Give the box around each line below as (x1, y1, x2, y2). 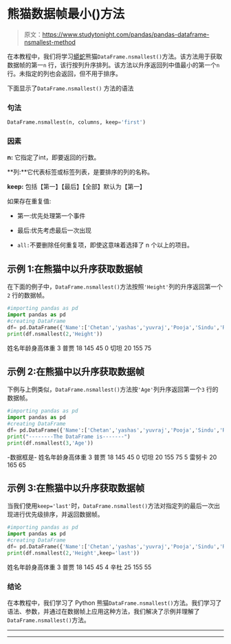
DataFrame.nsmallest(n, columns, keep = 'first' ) (7, 119, 146, 126)
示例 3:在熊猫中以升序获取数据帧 (7, 482, 145, 494)
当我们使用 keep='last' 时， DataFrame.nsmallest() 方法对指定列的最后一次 (7, 502, 214, 510)
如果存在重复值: (7, 197, 52, 206)
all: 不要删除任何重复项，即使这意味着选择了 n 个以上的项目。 (16, 241, 194, 249)
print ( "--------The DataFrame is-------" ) (7, 433, 131, 440)
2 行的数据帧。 (7, 291, 49, 300)
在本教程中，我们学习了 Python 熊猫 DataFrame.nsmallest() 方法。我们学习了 (7, 599, 222, 607)
